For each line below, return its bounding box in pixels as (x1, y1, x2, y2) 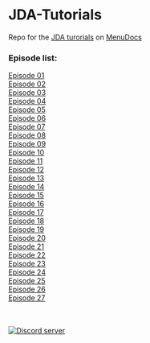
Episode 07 (8, 122, 46, 132)
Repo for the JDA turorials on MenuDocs (8, 32, 142, 42)
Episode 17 (8, 208, 44, 217)
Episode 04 (8, 97, 47, 106)
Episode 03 (8, 88, 47, 97)
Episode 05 (8, 105, 46, 114)
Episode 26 (8, 284, 47, 295)
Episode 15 (8, 191, 44, 200)
